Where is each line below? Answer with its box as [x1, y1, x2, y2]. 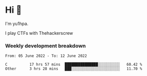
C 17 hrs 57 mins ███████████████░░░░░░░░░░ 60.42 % [5, 62, 142, 67]
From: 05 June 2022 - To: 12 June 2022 [5, 53, 87, 58]
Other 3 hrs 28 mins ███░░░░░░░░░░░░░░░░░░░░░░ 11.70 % [5, 66, 142, 72]
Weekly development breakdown [5, 42, 86, 49]
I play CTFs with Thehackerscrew [5, 30, 73, 36]
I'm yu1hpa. [5, 21, 29, 26]
